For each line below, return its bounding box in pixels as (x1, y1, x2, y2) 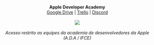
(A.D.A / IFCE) (63, 35, 92, 41)
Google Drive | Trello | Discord (46, 9, 108, 15)
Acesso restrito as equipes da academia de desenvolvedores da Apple (5, 30, 150, 36)
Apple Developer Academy (49, 4, 105, 10)
